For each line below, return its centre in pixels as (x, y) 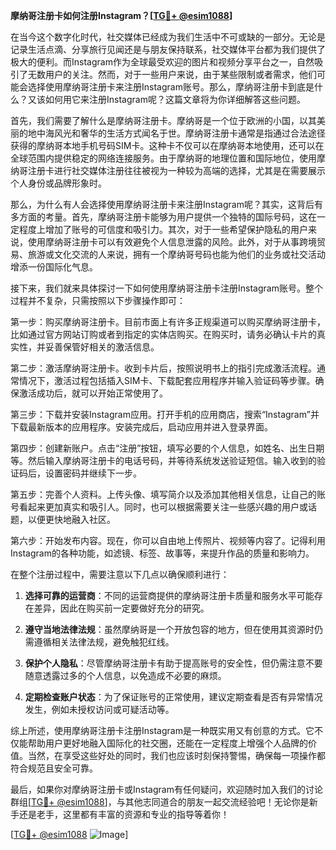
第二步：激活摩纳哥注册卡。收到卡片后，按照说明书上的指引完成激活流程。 (163, 368)
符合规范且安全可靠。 (54, 768)
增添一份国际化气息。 (54, 267)
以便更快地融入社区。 (71, 519)
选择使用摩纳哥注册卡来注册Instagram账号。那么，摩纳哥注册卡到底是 (171, 87)
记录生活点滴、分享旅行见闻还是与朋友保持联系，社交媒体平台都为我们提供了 (168, 49)
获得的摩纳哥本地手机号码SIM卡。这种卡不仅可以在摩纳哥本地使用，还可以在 (167, 145)
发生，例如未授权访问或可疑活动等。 (99, 709)
